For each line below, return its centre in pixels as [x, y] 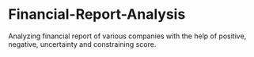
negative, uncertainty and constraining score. [82, 44]
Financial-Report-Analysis [97, 14]
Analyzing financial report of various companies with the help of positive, [127, 36]
